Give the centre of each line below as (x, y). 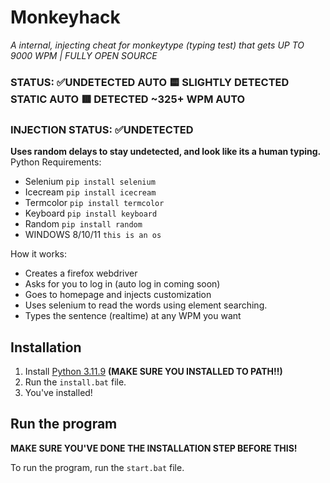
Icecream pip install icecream (90, 192)
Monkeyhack (65, 17)
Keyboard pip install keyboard (91, 213)
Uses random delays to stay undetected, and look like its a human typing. (166, 152)
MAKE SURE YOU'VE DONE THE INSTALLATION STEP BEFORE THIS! (154, 448)
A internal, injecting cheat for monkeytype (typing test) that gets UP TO (157, 45)
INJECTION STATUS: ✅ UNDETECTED (102, 129)
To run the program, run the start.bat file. (97, 467)
